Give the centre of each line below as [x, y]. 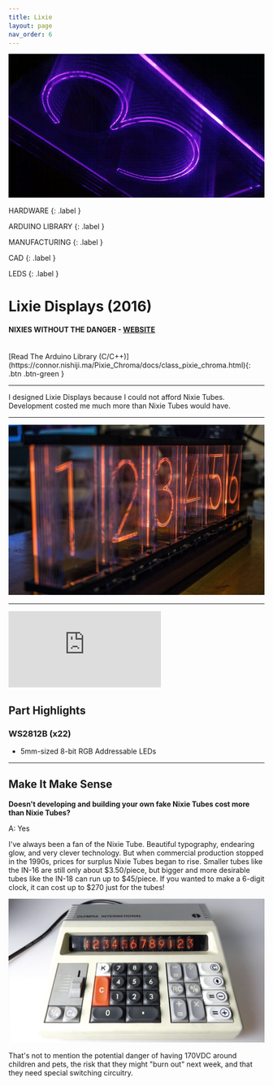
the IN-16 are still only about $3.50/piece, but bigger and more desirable [129, 870]
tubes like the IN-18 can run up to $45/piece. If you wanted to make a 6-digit [136, 879]
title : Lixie [30, 17]
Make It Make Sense [61, 784]
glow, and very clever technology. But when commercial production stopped [136, 853]
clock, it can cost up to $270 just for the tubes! [87, 887]
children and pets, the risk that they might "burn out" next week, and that [131, 1064]
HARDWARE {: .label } [45, 211]
